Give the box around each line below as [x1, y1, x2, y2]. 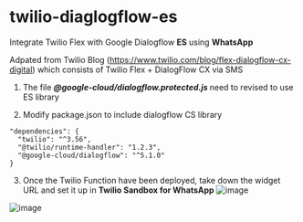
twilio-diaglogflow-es [9, 6, 178, 27]
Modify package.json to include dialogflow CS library [22, 109, 223, 120]
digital [9, 64, 33, 75]
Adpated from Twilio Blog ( [9, 54, 110, 65]
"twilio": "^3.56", [17, 134, 92, 143]
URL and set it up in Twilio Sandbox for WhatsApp [22, 185, 214, 196]
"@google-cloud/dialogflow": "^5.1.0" [17, 151, 166, 160]
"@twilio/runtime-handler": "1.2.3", [17, 143, 162, 152]
